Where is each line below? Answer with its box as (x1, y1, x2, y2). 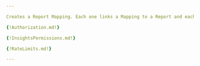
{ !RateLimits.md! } (6, 45, 52, 52)
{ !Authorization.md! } (6, 24, 60, 30)
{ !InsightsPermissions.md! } (6, 35, 76, 41)
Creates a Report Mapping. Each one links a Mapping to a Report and (6, 14, 183, 19)
